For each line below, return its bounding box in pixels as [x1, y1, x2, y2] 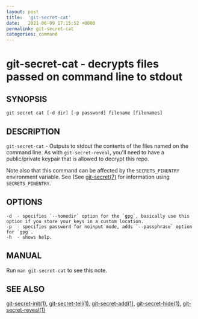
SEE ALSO [6, 284, 45, 294]
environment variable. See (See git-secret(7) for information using [6, 173, 170, 180]
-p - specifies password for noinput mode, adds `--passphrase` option [6, 224, 193, 230]
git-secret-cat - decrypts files [6, 57, 159, 71]
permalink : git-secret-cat [6, 25, 74, 32]
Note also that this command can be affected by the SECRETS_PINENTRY [6, 166, 179, 174]
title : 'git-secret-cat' [6, 14, 71, 21]
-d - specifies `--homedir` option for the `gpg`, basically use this [6, 213, 190, 219]
